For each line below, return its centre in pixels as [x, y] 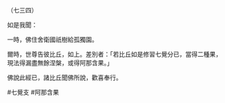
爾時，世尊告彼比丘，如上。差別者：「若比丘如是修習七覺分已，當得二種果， [115, 54]
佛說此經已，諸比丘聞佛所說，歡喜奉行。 [65, 77]
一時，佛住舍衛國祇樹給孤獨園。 [52, 39]
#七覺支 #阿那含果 [33, 92]
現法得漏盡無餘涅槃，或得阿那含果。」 [60, 63]
